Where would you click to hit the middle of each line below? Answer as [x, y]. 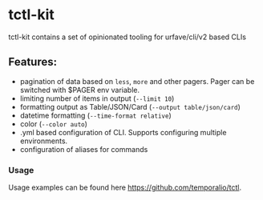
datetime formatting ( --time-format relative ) [96, 115]
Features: [33, 62]
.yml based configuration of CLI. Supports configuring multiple [123, 132]
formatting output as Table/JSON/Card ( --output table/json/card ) [130, 106]
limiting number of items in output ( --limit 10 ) [97, 98]
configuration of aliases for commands [84, 149]
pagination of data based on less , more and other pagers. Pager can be [137, 81]
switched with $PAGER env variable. [80, 90]
